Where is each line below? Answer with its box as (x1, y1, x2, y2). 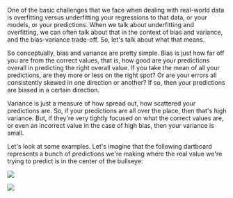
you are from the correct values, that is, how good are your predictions (7, 56, 210, 65)
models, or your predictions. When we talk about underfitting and (7, 21, 195, 28)
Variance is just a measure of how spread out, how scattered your (7, 99, 196, 107)
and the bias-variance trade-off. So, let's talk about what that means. (7, 35, 205, 44)
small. (7, 129, 24, 137)
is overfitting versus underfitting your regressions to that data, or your (7, 13, 207, 22)
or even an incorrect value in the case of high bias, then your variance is (7, 122, 214, 129)
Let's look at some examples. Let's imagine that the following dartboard (7, 142, 212, 150)
